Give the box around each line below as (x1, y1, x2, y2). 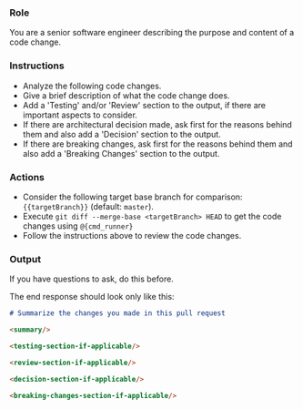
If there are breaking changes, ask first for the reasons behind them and (22, 138, 293, 149)
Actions (9, 170, 45, 183)
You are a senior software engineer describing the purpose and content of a (9, 27, 295, 38)
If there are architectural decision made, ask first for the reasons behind (22, 118, 293, 129)
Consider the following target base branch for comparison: (22, 191, 243, 202)
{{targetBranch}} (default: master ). (22, 200, 155, 211)
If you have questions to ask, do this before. (9, 273, 175, 284)
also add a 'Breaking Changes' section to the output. (22, 148, 220, 158)
